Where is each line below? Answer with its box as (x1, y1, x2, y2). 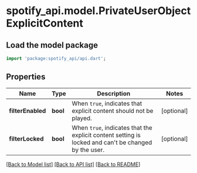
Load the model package (6, 40, 98, 50)
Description (97, 89, 131, 98)
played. (72, 114, 92, 122)
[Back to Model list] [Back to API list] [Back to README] (6, 161, 141, 168)
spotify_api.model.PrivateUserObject (6, 4, 191, 18)
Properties (6, 72, 46, 82)
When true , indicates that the (72, 124, 152, 132)
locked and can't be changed (72, 138, 152, 147)
